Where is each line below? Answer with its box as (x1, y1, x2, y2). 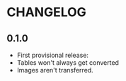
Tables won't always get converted (16, 58, 120, 67)
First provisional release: (16, 51, 89, 59)
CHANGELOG (6, 4, 86, 20)
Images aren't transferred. (16, 66, 93, 74)
